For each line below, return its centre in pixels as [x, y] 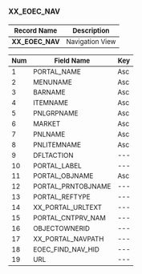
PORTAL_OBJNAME [63, 176]
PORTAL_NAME [57, 71]
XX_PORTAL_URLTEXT [68, 208]
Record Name [36, 31]
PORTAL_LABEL [57, 165]
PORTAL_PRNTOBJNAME [72, 187]
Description [91, 31]
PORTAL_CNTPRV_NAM [69, 218]
